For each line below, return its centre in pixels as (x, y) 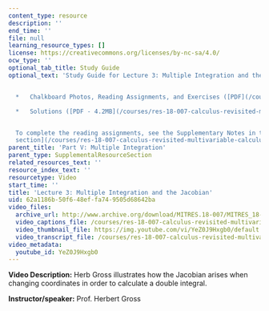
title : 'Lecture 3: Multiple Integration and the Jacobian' (111, 192)
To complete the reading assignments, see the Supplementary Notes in (136, 133)
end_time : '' (30, 30)
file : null (26, 38)
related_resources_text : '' (55, 163)
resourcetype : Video (43, 177)
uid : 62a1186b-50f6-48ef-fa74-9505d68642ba (82, 200)
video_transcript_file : (55, 237)
